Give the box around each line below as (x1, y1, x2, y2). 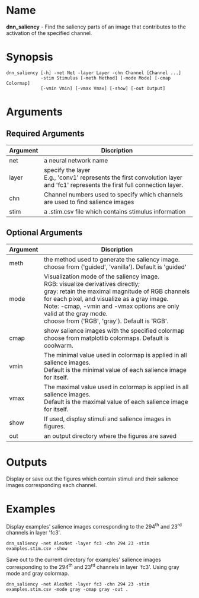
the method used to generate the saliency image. (44, 255, 180, 263)
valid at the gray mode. (44, 309, 108, 317)
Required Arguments (6, 129, 85, 139)
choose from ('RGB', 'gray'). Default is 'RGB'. (44, 317, 169, 325)
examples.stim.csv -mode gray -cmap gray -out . (6, 586, 129, 592)
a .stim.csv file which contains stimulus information (44, 207, 186, 215)
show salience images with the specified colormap (44, 326, 185, 335)
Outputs (6, 455, 47, 469)
